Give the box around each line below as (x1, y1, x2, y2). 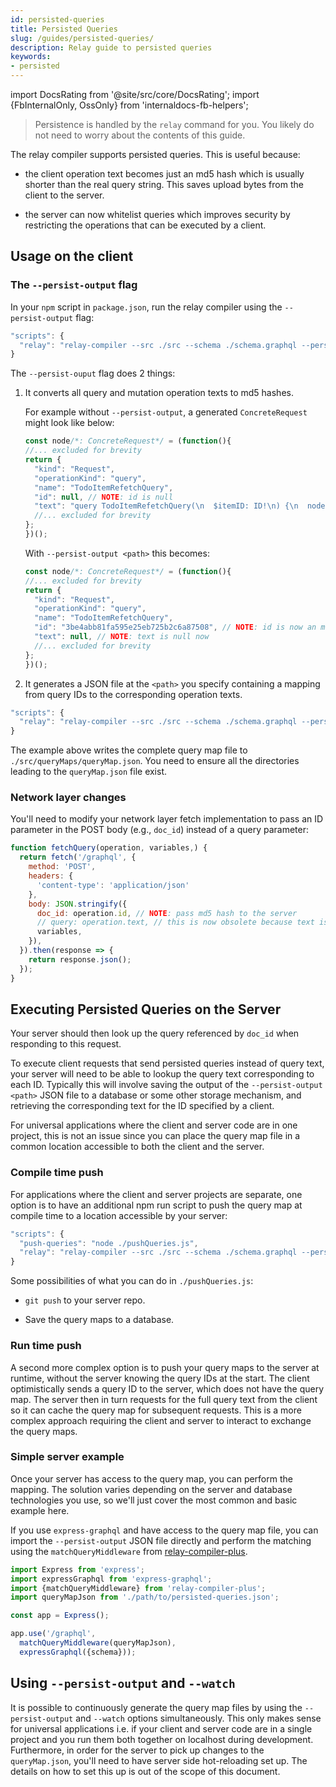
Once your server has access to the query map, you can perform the (10, 1472, 293, 1485)
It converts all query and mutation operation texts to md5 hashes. (24, 387, 294, 399)
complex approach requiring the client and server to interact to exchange (10, 1414, 312, 1426)
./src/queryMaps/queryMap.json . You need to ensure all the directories (10, 755, 300, 767)
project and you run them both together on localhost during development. (10, 1733, 314, 1745)
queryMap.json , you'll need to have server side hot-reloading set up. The (10, 1754, 308, 1766)
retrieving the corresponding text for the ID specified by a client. (10, 1100, 275, 1112)
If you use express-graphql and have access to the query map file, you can (10, 1524, 319, 1536)
